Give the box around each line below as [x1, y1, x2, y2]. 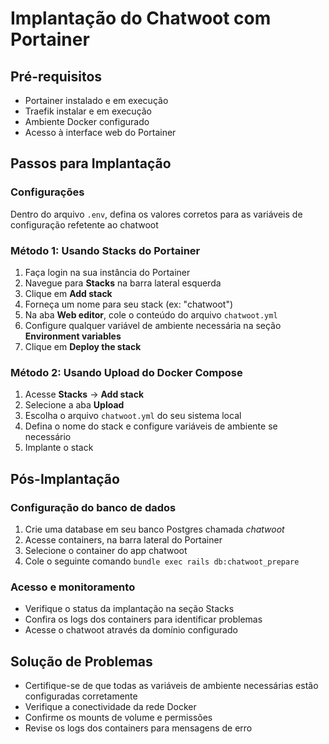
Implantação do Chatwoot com [10, 7, 272, 30]
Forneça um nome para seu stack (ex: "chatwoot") [24, 298, 234, 310]
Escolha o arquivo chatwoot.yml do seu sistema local [24, 410, 242, 422]
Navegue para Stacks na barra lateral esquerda [24, 277, 222, 289]
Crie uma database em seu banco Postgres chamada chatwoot [24, 523, 285, 535]
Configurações [10, 185, 85, 199]
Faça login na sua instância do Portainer [24, 266, 191, 278]
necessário [24, 431, 72, 443]
